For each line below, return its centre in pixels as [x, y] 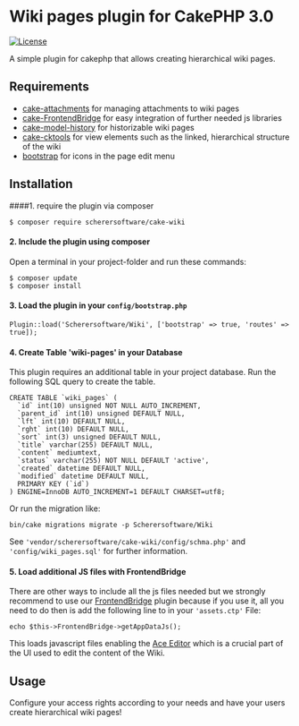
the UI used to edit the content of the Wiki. [87, 653]
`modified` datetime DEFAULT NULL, [83, 476]
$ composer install [46, 286]
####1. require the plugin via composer [82, 205]
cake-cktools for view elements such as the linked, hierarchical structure [156, 137]
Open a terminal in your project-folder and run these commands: [128, 261]
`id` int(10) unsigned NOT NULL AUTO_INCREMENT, [109, 406]
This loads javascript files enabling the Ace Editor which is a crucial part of [146, 644]
